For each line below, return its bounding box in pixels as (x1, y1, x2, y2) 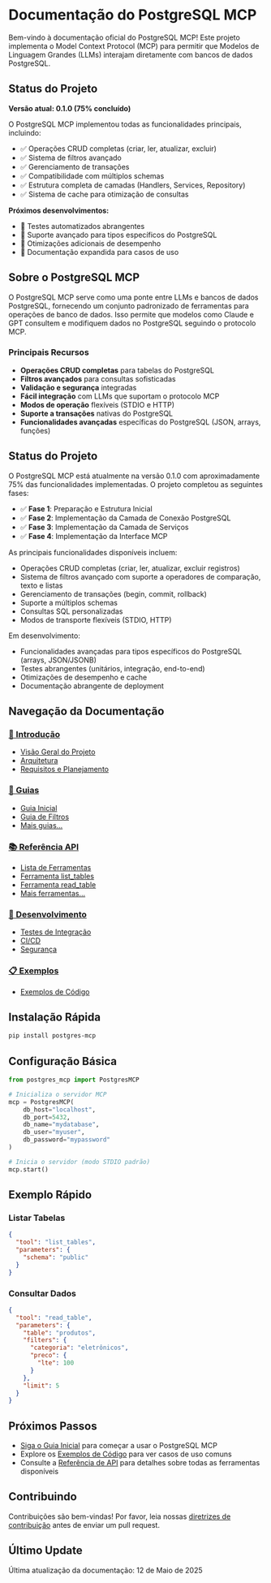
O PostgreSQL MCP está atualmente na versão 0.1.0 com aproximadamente (8, 471, 260, 481)
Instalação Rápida (8, 1010, 101, 1024)
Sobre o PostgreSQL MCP (8, 270, 140, 285)
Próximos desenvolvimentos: (8, 205, 110, 215)
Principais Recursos (8, 347, 89, 358)
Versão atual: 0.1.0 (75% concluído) (8, 103, 131, 113)
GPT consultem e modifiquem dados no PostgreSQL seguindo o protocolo (8, 318, 256, 328)
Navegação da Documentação (8, 705, 165, 718)
